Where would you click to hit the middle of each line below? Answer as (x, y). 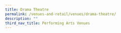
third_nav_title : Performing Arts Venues (48, 23)
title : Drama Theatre (27, 9)
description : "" (21, 18)
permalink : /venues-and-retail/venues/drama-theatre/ (61, 14)
